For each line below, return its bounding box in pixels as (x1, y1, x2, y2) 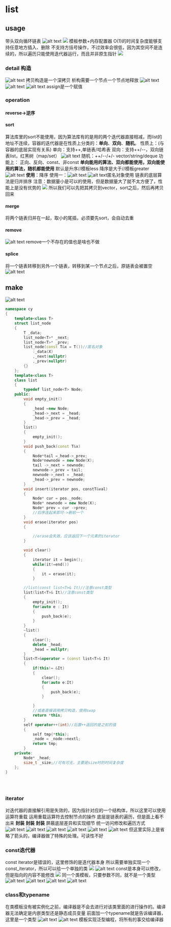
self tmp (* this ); (32, 732, 70, 737)
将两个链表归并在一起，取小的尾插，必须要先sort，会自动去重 (5, 215, 134, 221)
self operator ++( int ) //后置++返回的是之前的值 (23, 722, 117, 727)
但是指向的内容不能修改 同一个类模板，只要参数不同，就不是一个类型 (5, 872, 156, 878)
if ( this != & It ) (32, 666, 65, 671)
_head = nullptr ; (32, 647, 70, 652)
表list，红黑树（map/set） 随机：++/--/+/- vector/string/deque (5, 153, 158, 159)
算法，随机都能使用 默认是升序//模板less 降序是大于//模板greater (14, 165, 150, 172)
